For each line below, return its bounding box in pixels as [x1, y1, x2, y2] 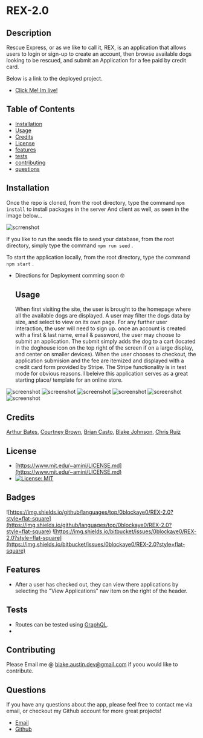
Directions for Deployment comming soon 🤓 [14, 271, 125, 279]
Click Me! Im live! [14, 87, 58, 94]
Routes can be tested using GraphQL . [14, 620, 109, 628]
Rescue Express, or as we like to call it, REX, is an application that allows [6, 44, 187, 51]
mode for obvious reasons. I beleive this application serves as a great [14, 370, 188, 377]
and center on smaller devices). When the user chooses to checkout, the [14, 351, 196, 358]
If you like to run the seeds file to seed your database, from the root [6, 235, 175, 242]
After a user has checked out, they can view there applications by [14, 580, 179, 588]
